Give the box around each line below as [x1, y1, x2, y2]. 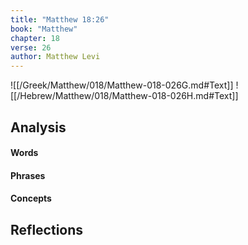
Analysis [10, 119, 67, 136]
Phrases [10, 169, 46, 181]
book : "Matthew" [10, 24, 78, 34]
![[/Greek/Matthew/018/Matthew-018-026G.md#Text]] [10, 79, 234, 91]
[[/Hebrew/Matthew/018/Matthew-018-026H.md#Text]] [10, 90, 239, 102]
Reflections [10, 221, 84, 238]
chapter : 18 [10, 33, 60, 43]
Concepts [10, 192, 52, 205]
